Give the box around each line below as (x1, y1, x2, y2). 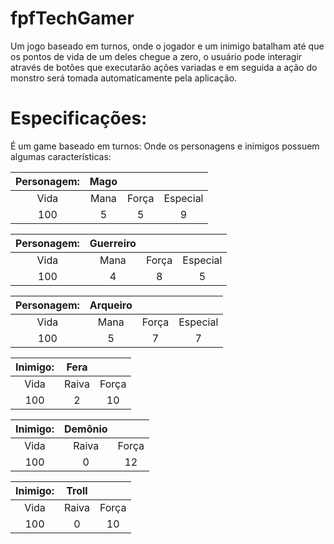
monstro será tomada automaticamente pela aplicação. (10, 72, 238, 84)
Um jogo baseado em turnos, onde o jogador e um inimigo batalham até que (10, 40, 325, 52)
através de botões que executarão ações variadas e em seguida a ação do (10, 61, 318, 73)
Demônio (63, 422, 108, 436)
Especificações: (10, 107, 148, 130)
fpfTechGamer (10, 7, 135, 30)
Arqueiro (89, 298, 133, 312)
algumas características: (10, 150, 112, 162)
